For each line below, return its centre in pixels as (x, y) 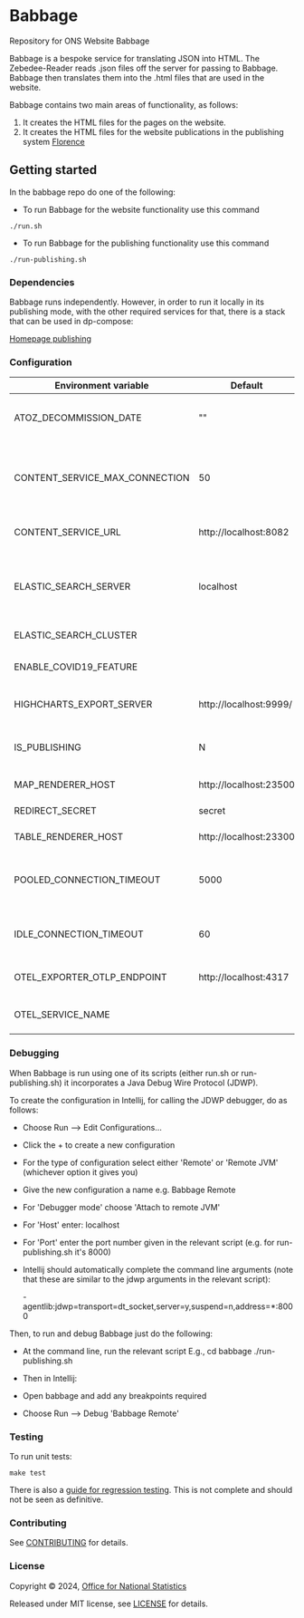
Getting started (53, 170)
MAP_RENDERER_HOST (65, 785)
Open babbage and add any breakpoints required (114, 1395)
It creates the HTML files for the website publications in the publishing (153, 131)
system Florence (53, 141)
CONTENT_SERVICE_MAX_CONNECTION (102, 478)
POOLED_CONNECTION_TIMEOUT (87, 880)
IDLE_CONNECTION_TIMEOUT (79, 934)
